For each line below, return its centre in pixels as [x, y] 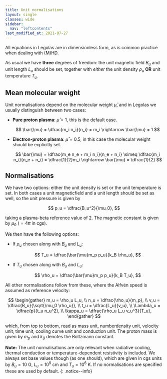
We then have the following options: [42, 234]
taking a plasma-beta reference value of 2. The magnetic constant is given [82, 218]
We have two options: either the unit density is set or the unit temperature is [83, 188]
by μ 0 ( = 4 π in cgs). [26, 224]
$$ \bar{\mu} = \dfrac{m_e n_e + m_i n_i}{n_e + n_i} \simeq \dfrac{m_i [88, 154]
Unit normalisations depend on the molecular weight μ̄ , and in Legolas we [81, 105]
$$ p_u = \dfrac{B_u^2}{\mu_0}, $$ [84, 208]
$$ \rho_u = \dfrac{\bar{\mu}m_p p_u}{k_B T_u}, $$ [88, 275]
